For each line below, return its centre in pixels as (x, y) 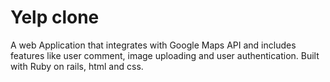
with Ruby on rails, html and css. (77, 66)
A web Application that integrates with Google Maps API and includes (153, 45)
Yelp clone (55, 17)
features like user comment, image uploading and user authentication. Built (165, 55)
